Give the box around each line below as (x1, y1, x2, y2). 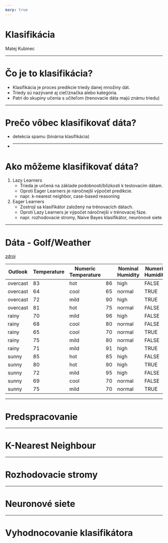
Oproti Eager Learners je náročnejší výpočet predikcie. (19, 188, 132, 194)
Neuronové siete (5, 498, 75, 509)
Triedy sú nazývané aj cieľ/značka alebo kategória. (12, 90, 117, 96)
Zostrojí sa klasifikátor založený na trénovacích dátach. (19, 204, 133, 210)
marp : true (5, 7, 28, 13)
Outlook (8, 268, 28, 275)
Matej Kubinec (5, 46, 35, 52)
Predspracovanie (5, 411, 78, 422)
